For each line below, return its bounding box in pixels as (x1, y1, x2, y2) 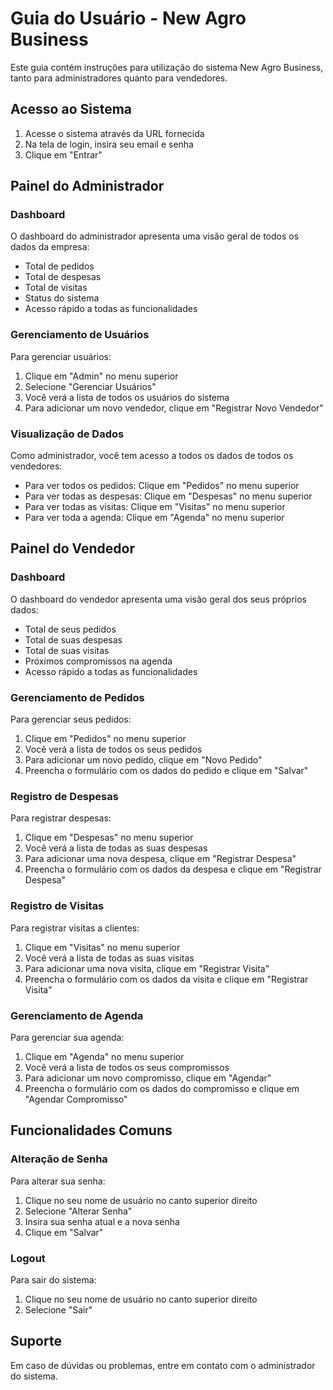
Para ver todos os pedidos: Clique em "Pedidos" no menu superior (24, 480, 300, 492)
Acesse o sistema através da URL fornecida (24, 127, 205, 139)
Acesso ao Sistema (10, 101, 133, 118)
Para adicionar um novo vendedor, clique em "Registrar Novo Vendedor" (24, 402, 324, 414)
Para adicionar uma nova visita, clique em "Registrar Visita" (24, 962, 270, 974)
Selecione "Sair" (24, 1303, 93, 1316)
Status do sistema (24, 292, 100, 304)
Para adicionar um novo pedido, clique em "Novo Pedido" (24, 754, 263, 766)
